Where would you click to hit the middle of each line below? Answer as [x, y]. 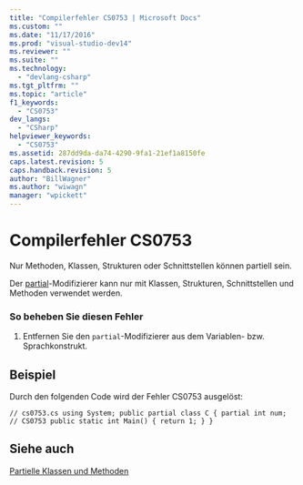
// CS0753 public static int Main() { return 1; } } [111, 421]
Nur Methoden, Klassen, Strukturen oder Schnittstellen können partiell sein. [151, 266]
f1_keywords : [34, 102]
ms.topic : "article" [49, 94]
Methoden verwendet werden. [66, 293]
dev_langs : [30, 119]
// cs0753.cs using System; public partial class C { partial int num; [148, 414]
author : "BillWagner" [50, 178]
